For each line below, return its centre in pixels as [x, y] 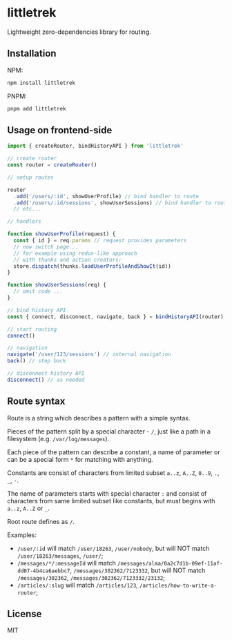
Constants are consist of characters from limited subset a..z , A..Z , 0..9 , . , [113, 473]
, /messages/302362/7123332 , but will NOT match [138, 570]
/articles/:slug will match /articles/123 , [77, 585]
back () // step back [37, 361]
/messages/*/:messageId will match [66, 563]
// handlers [24, 222]
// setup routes [30, 177]
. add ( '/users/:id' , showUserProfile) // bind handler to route [106, 196]
